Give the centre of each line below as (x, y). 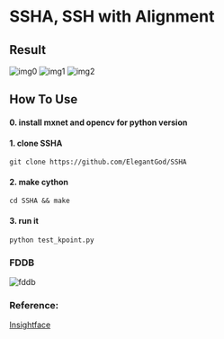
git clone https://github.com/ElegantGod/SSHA (98, 162)
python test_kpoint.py (52, 240)
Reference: (34, 305)
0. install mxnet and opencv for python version (99, 122)
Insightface (30, 325)
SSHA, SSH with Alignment (112, 17)
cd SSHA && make (40, 201)
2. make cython (39, 182)
